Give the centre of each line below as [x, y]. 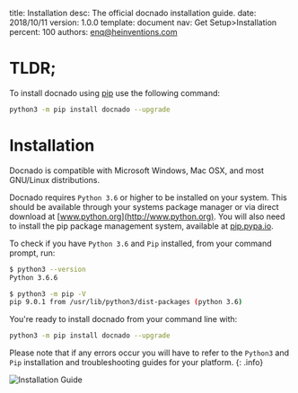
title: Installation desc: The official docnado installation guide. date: [133, 13]
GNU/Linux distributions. [55, 179]
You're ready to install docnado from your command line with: [123, 319]
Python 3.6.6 [34, 277]
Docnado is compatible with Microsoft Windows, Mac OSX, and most [137, 170]
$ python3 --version [48, 269]
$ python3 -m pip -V [48, 294]
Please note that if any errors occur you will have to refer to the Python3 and [149, 353]
